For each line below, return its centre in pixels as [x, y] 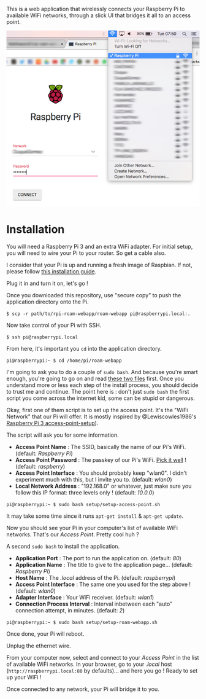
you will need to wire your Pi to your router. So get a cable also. [86, 253]
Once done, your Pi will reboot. [45, 634]
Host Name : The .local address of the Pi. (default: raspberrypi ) [95, 577]
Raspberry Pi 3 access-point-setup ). [52, 423]
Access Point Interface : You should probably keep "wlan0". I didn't [101, 473]
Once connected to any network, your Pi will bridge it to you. [83, 689]
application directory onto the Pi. [48, 302]
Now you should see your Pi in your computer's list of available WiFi [92, 528]
